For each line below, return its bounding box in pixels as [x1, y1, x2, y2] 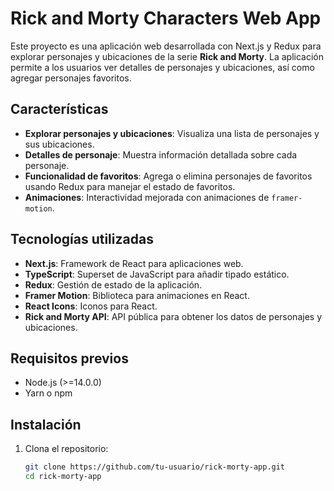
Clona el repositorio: [24, 443, 109, 455]
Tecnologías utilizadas [10, 231, 154, 248]
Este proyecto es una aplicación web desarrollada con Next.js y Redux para [10, 40, 322, 52]
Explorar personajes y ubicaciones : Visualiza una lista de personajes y [24, 127, 320, 139]
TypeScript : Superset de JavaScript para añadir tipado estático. [24, 268, 290, 280]
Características [10, 101, 109, 118]
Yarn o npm [24, 387, 73, 399]
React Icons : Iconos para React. [24, 300, 158, 312]
